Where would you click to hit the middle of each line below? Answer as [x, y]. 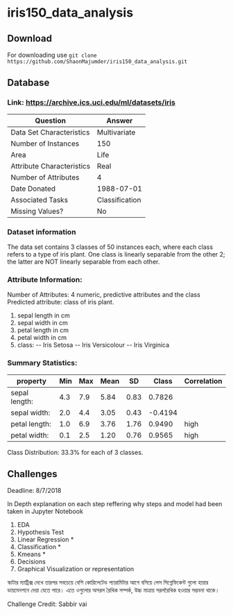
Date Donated [33, 189]
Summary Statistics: [42, 363]
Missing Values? [37, 211]
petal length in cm [43, 330]
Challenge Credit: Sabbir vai [47, 604]
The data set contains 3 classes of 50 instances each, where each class [110, 247]
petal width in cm [42, 338]
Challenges [32, 474]
